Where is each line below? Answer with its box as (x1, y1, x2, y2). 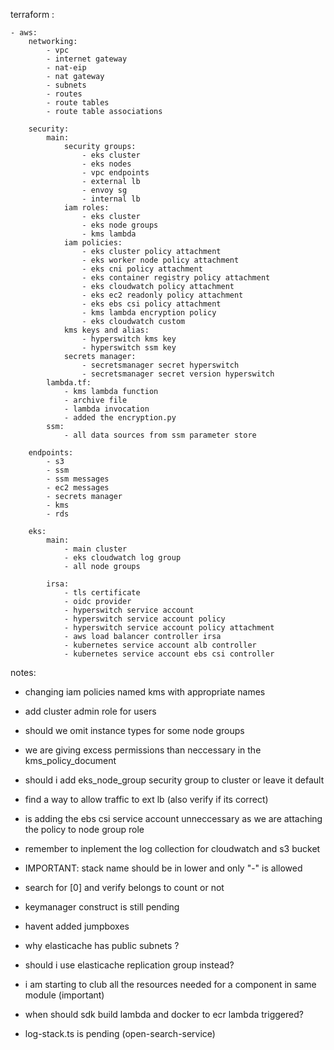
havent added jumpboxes (24, 920, 130, 932)
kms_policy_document (24, 755, 117, 766)
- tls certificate (63, 588, 141, 598)
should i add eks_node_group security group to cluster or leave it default (24, 774, 325, 786)
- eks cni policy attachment (81, 264, 203, 274)
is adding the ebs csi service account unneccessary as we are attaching (24, 813, 323, 824)
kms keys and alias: (63, 325, 150, 335)
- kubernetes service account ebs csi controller (63, 649, 275, 659)
